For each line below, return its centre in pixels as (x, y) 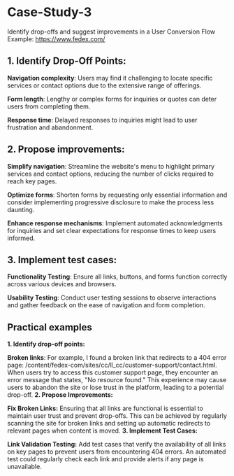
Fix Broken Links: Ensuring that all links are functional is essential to (105, 408)
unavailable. (24, 467)
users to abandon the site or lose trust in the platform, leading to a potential (116, 387)
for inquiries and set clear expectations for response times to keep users (112, 230)
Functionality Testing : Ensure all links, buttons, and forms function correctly (117, 276)
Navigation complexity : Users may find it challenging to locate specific (110, 78)
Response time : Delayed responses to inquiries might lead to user (102, 120)
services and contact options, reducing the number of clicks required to (111, 174)
